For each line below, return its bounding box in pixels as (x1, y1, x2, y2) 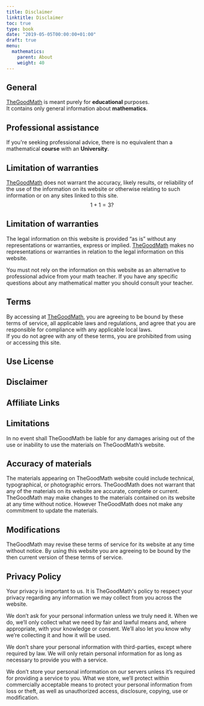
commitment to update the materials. (6, 507, 98, 514)
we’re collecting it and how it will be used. (6, 631, 111, 639)
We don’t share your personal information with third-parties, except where (6, 643, 192, 651)
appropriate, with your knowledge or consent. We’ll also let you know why (6, 625, 191, 632)
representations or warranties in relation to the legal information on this (6, 247, 184, 255)
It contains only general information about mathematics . (6, 105, 148, 112)
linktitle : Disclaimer (6, 15, 64, 21)
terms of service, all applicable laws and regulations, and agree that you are (6, 319, 196, 327)
